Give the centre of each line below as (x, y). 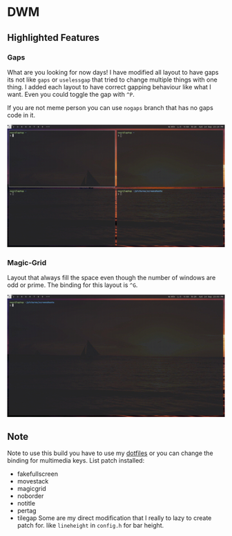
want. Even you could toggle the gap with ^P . (71, 94)
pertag (27, 510)
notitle (26, 503)
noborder (30, 496)
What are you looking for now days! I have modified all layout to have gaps (113, 72)
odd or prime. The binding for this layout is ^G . (72, 285)
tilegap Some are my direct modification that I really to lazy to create (114, 518)
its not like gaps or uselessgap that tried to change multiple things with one (112, 80)
